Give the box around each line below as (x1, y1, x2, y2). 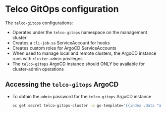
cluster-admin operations (12, 66, 64, 72)
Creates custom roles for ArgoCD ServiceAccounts (12, 45, 116, 51)
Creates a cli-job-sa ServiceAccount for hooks (12, 39, 110, 45)
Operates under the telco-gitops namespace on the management (12, 29, 148, 35)
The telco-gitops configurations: (5, 20, 73, 26)
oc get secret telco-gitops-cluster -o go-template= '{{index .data (12, 103, 155, 108)
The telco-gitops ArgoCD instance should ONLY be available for (12, 61, 145, 67)
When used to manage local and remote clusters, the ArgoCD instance (12, 50, 157, 56)
